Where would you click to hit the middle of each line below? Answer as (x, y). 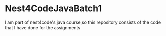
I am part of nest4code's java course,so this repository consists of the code (83, 22)
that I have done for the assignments (43, 27)
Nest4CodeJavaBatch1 (54, 9)
